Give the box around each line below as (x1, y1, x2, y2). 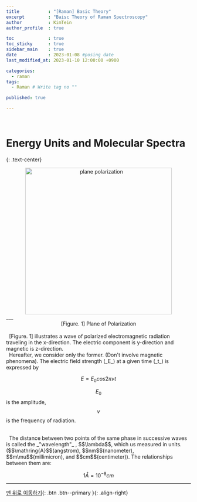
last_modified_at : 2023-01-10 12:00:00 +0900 (6, 57, 119, 63)
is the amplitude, (6, 398, 46, 405)
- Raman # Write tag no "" (11, 84, 77, 90)
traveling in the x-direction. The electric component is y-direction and (6, 338, 174, 346)
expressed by (6, 364, 39, 371)
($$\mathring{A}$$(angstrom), (6, 447, 81, 454)
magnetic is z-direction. (6, 345, 63, 352)
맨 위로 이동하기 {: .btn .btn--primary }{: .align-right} (6, 489, 128, 496)
